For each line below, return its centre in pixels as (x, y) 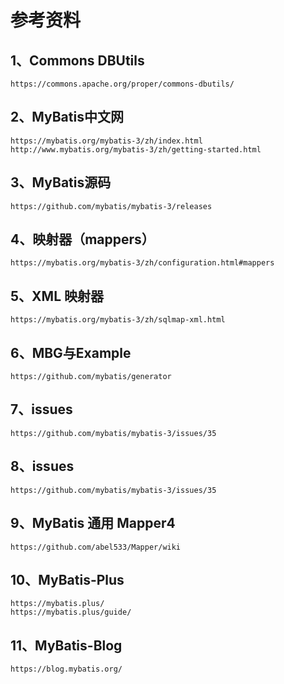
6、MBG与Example (71, 352)
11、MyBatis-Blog (66, 645)
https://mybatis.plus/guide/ (71, 612)
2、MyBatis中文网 (67, 117)
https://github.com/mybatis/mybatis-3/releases (111, 206)
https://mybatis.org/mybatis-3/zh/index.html (106, 141)
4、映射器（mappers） (82, 239)
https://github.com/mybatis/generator (91, 377)
